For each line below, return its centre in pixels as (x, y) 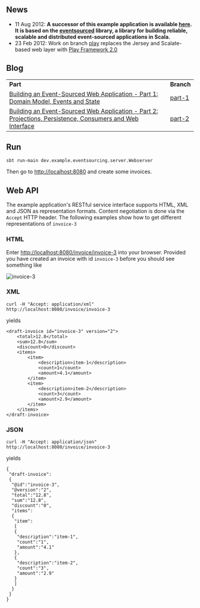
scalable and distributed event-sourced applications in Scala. (93, 37)
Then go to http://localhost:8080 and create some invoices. (79, 172)
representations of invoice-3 (42, 224)
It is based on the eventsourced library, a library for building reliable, (101, 30)
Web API (22, 190)
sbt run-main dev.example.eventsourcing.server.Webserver (79, 161)
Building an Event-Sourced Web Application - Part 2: (84, 111)
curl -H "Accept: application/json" (51, 442)
